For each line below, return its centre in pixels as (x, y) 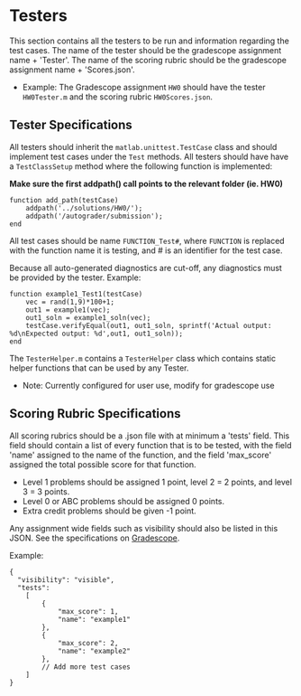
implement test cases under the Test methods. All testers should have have (149, 156)
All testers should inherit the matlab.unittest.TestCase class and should (143, 146)
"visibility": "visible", (66, 579)
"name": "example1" (94, 619)
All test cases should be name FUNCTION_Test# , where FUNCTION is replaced (147, 240)
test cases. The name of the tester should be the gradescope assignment (146, 50)
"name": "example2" (94, 651)
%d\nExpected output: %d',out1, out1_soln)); (96, 334)
